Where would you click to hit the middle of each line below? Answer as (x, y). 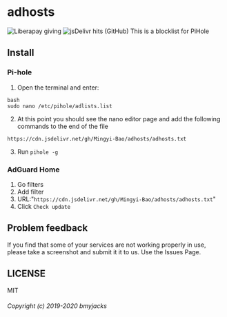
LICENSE (27, 274)
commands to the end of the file (63, 126)
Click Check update (44, 206)
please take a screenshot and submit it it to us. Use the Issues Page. (104, 252)
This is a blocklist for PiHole (169, 31)
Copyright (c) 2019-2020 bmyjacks (57, 306)
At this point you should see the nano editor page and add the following (119, 119)
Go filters (30, 184)
